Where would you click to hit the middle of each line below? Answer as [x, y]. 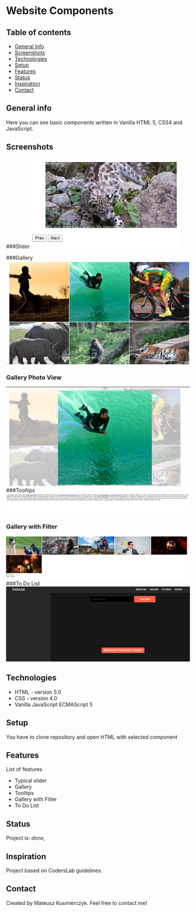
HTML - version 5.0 [38, 692]
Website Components [60, 11]
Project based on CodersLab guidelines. [54, 870]
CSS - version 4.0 [36, 698]
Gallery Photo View [34, 377]
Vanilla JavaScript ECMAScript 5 [54, 704]
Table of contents [38, 32]
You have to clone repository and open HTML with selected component [92, 737]
